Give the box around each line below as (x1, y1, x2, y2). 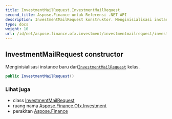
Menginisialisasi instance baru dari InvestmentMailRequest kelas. (5, 63, 140, 69)
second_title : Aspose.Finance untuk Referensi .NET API (5, 12, 127, 17)
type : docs (5, 21, 29, 27)
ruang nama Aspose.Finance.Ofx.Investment (12, 103, 106, 109)
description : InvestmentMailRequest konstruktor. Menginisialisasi (5, 17, 153, 22)
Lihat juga (5, 85, 31, 92)
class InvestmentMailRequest (12, 97, 75, 103)
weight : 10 (5, 27, 29, 32)
